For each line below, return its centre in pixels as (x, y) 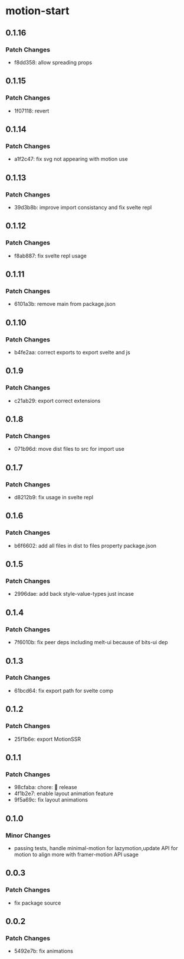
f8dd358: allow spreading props (53, 62)
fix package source (37, 903)
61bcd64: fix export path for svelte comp (63, 690)
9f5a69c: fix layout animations (51, 800)
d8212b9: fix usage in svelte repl (54, 498)
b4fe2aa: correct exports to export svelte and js (72, 352)
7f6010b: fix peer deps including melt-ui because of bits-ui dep (91, 642)
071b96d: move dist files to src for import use (69, 449)
